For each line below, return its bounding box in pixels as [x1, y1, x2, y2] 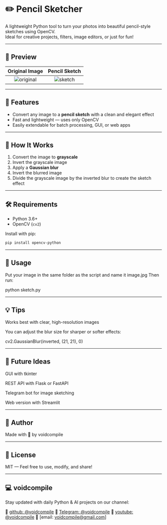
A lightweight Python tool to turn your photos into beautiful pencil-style [5, 23, 151, 29]
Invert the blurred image [12, 170, 62, 176]
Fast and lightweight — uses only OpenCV [12, 117, 99, 123]
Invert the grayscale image [12, 159, 67, 165]
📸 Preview [5, 53, 37, 62]
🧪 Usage [5, 259, 31, 267]
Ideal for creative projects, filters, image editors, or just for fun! [5, 34, 134, 40]
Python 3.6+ [12, 216, 38, 222]
